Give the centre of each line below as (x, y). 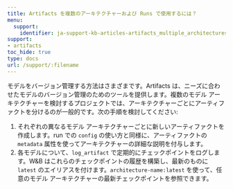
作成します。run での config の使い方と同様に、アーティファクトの (112, 135)
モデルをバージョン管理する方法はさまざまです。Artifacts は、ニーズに (108, 85)
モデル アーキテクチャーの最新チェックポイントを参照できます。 (121, 178)
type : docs (23, 59)
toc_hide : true (29, 53)
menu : (15, 20)
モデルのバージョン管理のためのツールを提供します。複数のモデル (113, 94)
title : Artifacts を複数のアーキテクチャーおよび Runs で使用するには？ (102, 13)
